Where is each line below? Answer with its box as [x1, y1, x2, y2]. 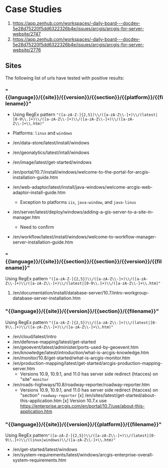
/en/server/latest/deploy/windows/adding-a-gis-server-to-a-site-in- [12, 209, 154, 215]
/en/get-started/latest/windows [12, 446, 77, 452]
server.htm [12, 365, 35, 371]
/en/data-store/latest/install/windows [12, 140, 90, 146]
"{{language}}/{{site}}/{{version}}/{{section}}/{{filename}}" [5, 308, 159, 315]
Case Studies [5, 4, 62, 15]
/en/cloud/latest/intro [12, 333, 57, 339]
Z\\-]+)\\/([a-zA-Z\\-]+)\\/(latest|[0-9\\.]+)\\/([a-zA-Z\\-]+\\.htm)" [5, 281, 161, 286]
